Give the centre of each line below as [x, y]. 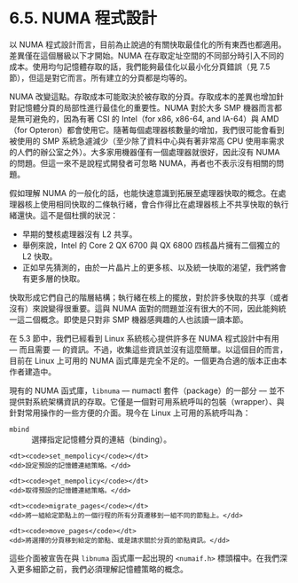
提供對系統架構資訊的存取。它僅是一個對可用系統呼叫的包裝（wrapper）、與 [147, 401]
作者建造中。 [32, 371]
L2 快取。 [39, 256]
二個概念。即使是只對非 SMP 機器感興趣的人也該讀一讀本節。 [136, 319]
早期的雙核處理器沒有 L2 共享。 [79, 234]
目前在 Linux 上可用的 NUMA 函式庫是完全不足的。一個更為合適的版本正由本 [148, 360]
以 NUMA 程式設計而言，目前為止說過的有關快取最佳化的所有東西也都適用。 [148, 44]
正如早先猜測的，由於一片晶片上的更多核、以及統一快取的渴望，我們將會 [154, 267]
